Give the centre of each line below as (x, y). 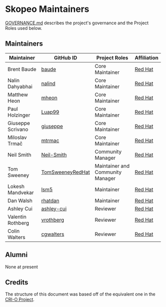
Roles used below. (24, 28)
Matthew (18, 94)
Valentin (17, 217)
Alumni (17, 255)
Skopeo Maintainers (47, 9)
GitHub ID (66, 58)
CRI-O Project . (20, 300)
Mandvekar (21, 192)
